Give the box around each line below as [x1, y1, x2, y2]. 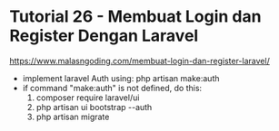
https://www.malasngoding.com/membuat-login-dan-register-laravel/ [9, 55, 270, 66]
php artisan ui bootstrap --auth [35, 101, 153, 112]
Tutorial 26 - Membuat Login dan [9, 6, 262, 27]
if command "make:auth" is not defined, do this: [22, 82, 203, 93]
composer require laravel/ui [35, 92, 140, 103]
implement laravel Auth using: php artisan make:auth [22, 72, 220, 83]
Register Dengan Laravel [9, 25, 199, 46]
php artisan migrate [35, 111, 110, 122]
